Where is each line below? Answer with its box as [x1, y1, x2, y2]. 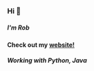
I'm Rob [7, 23, 30, 32]
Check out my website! [7, 41, 75, 49]
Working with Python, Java [7, 57, 88, 65]
